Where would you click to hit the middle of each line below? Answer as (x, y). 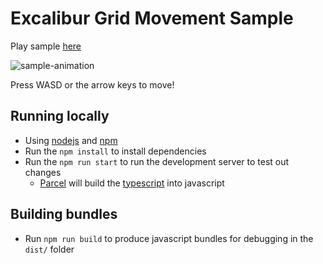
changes (43, 172)
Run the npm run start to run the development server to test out (157, 161)
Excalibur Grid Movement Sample (152, 18)
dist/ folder (49, 249)
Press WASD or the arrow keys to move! (92, 84)
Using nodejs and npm (71, 140)
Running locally (60, 116)
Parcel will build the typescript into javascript (132, 183)
